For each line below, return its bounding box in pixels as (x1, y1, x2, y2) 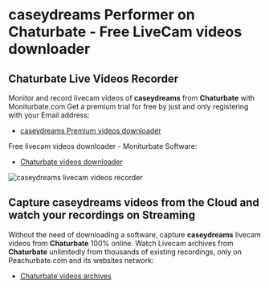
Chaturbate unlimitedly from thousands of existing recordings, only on (8, 247, 243, 257)
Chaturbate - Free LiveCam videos (8, 23, 243, 41)
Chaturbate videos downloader (19, 157, 123, 167)
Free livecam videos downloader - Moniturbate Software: (8, 142, 198, 150)
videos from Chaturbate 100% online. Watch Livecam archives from (8, 238, 234, 248)
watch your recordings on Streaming (8, 208, 195, 222)
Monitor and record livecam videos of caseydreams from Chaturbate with (8, 93, 255, 102)
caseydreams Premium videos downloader (19, 126, 162, 135)
